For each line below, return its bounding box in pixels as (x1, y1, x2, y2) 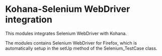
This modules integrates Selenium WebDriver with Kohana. (5, 30, 127, 36)
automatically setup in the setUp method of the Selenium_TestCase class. (5, 45, 157, 51)
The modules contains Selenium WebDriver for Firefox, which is (5, 40, 137, 46)
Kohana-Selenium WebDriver (5, 3, 130, 15)
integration (5, 14, 53, 25)
